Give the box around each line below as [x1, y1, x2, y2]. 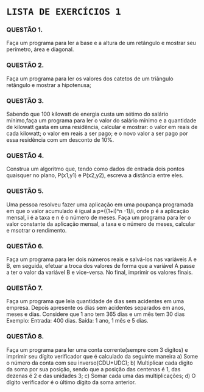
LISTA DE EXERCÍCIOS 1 [6, 6, 121, 18]
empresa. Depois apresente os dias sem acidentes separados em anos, [6, 304, 186, 312]
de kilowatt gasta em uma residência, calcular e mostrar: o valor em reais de [6, 124, 198, 131]
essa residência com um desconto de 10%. [6, 136, 114, 144]
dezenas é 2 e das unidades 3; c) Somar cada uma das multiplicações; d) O [6, 372, 196, 379]
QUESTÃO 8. [6, 332, 44, 341]
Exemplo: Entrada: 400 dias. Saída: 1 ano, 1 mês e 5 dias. [6, 317, 149, 324]
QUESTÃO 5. [6, 187, 44, 195]
